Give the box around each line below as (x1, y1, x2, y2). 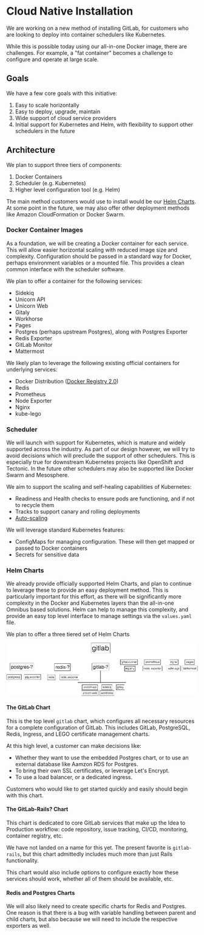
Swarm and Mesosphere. (6, 471, 69, 479)
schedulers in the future (15, 127, 75, 135)
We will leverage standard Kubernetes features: (6, 526, 125, 534)
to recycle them (15, 502, 55, 509)
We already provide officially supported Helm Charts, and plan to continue (6, 580, 192, 588)
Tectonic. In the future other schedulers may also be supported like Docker (6, 465, 194, 472)
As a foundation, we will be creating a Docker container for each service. (6, 240, 189, 247)
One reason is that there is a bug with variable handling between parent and (6, 909, 196, 917)
